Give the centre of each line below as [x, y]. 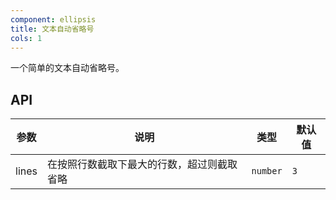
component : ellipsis [53, 19]
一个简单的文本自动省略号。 [67, 68]
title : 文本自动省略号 [52, 29]
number [267, 171]
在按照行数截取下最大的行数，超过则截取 [142, 164]
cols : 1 [26, 38]
